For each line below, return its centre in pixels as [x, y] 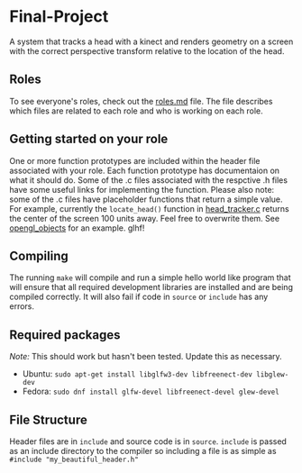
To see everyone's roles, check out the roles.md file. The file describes [141, 101]
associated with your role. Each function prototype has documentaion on [145, 170]
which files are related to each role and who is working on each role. [136, 111]
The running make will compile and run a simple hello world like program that [150, 277]
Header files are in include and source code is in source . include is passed [148, 441]
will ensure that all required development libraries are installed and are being [151, 287]
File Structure [48, 419]
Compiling [39, 255]
